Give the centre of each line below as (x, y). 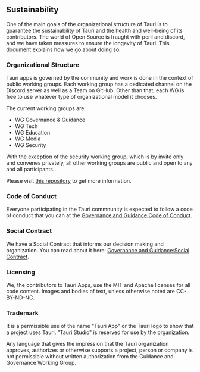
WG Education (32, 133)
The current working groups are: (46, 108)
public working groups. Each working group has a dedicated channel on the (99, 84)
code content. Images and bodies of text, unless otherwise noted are (91, 291)
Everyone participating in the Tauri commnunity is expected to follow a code (100, 209)
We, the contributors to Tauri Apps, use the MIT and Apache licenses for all (98, 285)
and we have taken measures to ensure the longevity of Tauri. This (88, 43)
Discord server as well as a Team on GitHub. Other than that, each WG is (95, 90)
